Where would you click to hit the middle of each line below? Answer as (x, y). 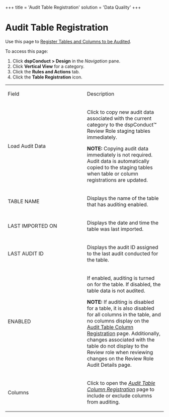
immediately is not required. (120, 154)
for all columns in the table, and (124, 314)
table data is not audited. (116, 290)
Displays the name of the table (123, 198)
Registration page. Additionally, (124, 333)
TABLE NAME (24, 201)
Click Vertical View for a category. (48, 66)
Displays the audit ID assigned (123, 247)
